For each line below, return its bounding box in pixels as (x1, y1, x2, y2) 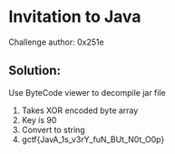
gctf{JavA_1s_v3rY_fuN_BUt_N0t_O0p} (21, 134, 165, 145)
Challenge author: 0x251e (8, 36, 105, 47)
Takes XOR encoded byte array (21, 105, 139, 116)
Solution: (8, 63, 61, 78)
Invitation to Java (8, 6, 141, 27)
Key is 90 (21, 114, 57, 125)
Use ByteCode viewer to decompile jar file (8, 87, 166, 98)
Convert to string (21, 124, 85, 135)
